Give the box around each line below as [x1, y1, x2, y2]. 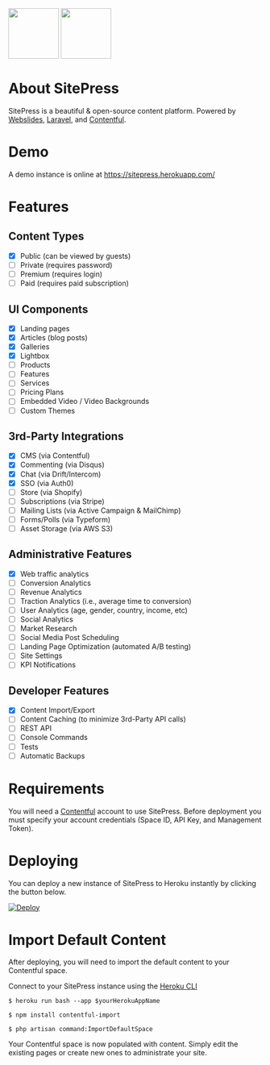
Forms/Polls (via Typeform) [19, 514, 111, 524]
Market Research [19, 624, 77, 634]
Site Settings [19, 651, 63, 660]
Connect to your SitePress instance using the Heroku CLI [8, 981, 197, 991]
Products [19, 360, 51, 370]
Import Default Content [8, 930, 167, 949]
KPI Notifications [19, 660, 77, 670]
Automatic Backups [19, 751, 85, 760]
